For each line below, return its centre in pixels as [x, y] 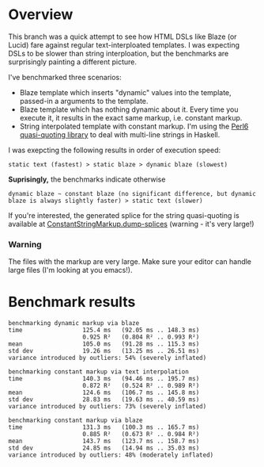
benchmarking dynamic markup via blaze [74, 323]
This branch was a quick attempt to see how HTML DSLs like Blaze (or [123, 36]
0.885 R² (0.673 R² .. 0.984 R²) [141, 434]
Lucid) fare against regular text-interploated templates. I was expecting [124, 44]
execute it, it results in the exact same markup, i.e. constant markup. [131, 117]
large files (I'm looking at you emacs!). [70, 270]
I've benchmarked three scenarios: [65, 77]
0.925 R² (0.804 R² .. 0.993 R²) [141, 337]
